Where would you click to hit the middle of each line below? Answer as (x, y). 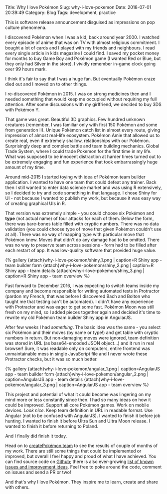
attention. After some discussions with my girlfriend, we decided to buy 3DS (83, 104)
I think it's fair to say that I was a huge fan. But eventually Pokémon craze (80, 79)
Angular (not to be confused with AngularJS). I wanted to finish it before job (83, 415)
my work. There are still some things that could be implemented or (73, 451)
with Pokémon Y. (22, 110)
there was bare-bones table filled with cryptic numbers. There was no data (82, 224)
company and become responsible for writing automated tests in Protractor (83, 291)
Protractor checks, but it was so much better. (52, 359)
